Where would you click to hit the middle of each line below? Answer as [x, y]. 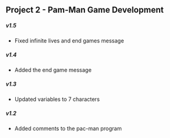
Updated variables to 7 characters [57, 99]
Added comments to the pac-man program [68, 129]
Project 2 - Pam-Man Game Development [85, 10]
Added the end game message [53, 70]
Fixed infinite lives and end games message [69, 41]
